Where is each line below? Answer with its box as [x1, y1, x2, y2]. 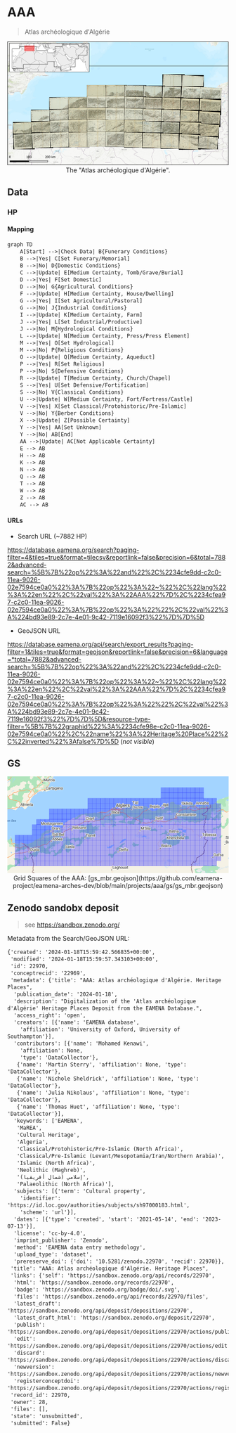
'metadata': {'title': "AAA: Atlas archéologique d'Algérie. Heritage [10, 977, 221, 984]
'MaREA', [16, 1124, 42, 1132]
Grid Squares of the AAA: [13, 874, 86, 882]
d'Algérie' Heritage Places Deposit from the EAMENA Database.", [7, 1005, 202, 1013]
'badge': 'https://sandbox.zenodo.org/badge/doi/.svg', [13, 1286, 181, 1294]
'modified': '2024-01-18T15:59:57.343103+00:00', [10, 956, 159, 963]
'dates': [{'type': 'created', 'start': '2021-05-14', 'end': [13, 1216, 199, 1223]
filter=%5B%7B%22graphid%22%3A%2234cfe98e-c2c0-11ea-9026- [7, 722, 211, 731]
